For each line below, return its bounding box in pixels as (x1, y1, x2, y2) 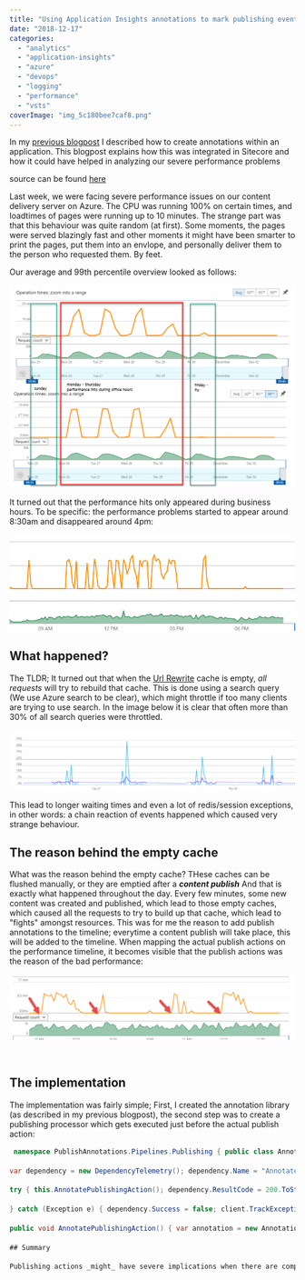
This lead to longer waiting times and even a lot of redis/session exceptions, (9, 799, 294, 810)
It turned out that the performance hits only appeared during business (9, 496, 271, 508)
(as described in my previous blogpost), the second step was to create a (9, 1109, 280, 1120)
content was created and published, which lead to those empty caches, (9, 898, 277, 909)
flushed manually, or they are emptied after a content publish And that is (9, 878, 282, 890)
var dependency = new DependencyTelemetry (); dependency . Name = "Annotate (9, 1166, 299, 1175)
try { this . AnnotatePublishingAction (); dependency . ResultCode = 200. (9, 1185, 282, 1195)
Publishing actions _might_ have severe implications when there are (9, 1262, 279, 1272)
